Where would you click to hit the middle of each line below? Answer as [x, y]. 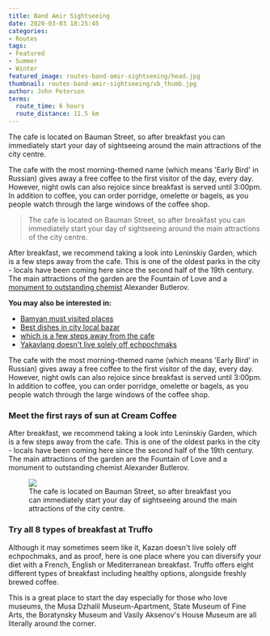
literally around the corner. [53, 623]
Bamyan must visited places [67, 318]
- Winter [23, 69]
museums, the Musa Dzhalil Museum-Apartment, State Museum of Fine [127, 606]
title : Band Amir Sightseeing [59, 16]
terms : [19, 99]
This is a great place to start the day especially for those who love [118, 597]
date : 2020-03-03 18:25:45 [54, 23]
